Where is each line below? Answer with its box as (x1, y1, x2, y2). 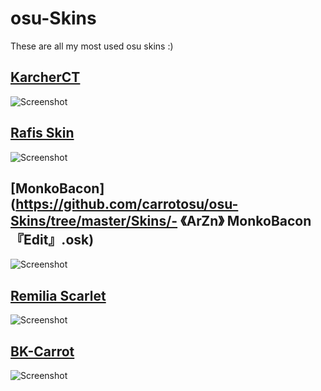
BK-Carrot (10, 343, 75, 360)
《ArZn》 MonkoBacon (180, 212, 312, 229)
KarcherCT (10, 69, 81, 86)
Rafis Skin (10, 125, 75, 142)
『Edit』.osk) (10, 231, 95, 248)
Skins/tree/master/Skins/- (10, 212, 178, 229)
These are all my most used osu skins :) (10, 40, 174, 52)
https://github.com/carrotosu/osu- (15, 195, 239, 212)
